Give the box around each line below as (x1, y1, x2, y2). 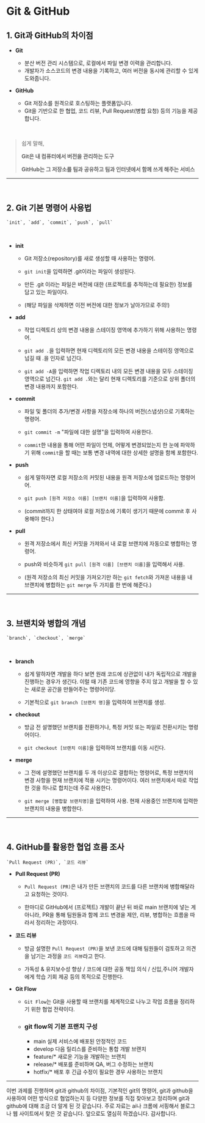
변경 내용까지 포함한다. (24, 382, 79, 390)
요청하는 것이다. (31, 891, 69, 898)
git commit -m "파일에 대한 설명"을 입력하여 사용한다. (24, 428, 153, 435)
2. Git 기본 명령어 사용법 (6, 203, 92, 213)
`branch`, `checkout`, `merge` (6, 635, 86, 641)
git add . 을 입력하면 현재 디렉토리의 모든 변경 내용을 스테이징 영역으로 (24, 347, 194, 354)
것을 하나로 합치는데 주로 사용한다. (31, 784, 113, 791)
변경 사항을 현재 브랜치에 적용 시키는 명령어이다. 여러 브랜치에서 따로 (24, 776, 187, 784)
